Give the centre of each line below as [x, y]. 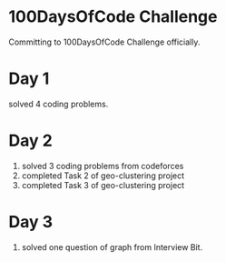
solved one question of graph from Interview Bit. [112, 247]
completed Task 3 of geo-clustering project [103, 185]
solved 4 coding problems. [59, 104]
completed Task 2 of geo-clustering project [103, 176]
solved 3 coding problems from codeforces [103, 166]
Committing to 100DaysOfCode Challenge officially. [104, 42]
